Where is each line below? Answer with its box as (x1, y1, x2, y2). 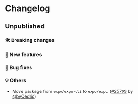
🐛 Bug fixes (5, 65, 32, 71)
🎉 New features (5, 52, 42, 58)
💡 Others (5, 78, 27, 84)
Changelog (5, 3, 50, 14)
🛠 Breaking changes (5, 37, 55, 43)
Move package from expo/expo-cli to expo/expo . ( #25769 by (12, 88, 133, 94)
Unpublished (5, 22, 45, 30)
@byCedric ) (12, 93, 36, 99)
